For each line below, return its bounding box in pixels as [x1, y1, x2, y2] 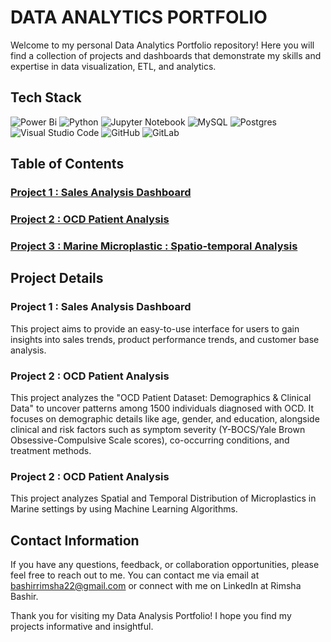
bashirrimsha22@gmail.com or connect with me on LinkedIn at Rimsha [10, 580, 302, 591]
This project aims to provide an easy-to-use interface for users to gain [10, 322, 300, 335]
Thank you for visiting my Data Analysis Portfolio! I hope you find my [10, 610, 292, 621]
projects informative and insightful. [10, 621, 154, 632]
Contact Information [10, 532, 140, 549]
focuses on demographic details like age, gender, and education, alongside [10, 412, 320, 425]
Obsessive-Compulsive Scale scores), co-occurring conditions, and [10, 434, 290, 446]
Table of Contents [10, 156, 125, 173]
